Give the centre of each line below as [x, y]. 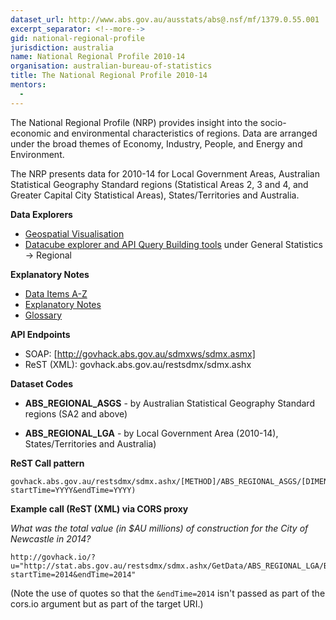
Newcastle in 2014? [51, 538]
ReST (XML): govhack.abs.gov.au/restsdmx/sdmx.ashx [138, 364]
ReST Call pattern [47, 463]
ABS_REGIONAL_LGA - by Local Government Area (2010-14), [151, 433]
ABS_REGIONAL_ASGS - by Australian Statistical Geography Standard [169, 403]
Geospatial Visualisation [74, 233]
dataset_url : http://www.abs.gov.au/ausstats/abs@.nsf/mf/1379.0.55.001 [165, 19]
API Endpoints [40, 334]
